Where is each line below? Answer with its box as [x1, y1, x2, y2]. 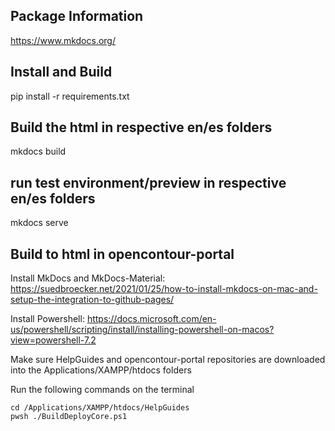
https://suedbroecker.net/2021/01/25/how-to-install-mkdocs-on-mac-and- [10, 283, 318, 295]
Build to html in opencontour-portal [10, 245, 235, 263]
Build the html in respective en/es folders [10, 119, 273, 136]
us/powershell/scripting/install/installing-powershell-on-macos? [10, 324, 275, 336]
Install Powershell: [10, 313, 85, 325]
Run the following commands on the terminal [10, 384, 195, 396]
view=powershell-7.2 [10, 334, 97, 346]
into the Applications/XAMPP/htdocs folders [10, 364, 192, 376]
